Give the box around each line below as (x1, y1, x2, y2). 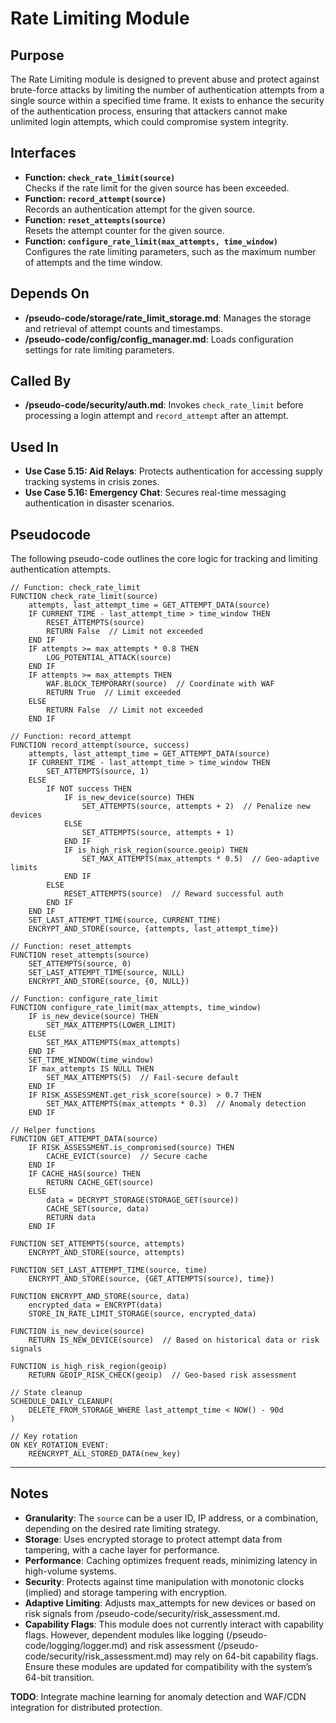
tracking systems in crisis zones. (24, 476, 160, 488)
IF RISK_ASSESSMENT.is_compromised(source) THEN (28, 1143, 235, 1153)
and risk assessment (129, 1639, 215, 1651)
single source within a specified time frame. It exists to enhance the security (10, 95, 325, 106)
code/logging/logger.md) (24, 1639, 128, 1651)
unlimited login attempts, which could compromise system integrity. (10, 116, 289, 127)
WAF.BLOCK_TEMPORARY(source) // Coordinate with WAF (46, 679, 275, 689)
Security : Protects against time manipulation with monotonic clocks (24, 1575, 305, 1587)
